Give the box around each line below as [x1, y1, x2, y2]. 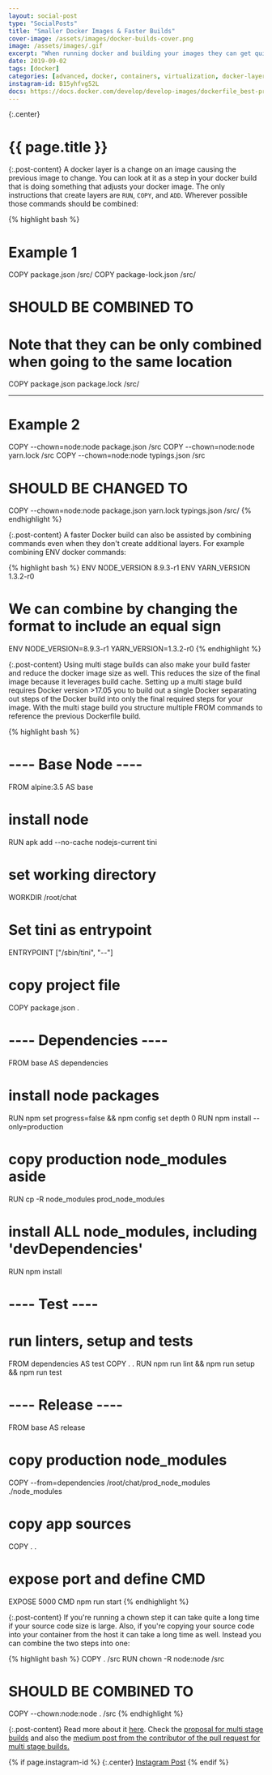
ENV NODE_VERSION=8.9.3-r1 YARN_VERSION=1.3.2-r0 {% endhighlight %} [8, 644, 261, 654]
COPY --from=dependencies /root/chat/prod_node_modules [8, 1478, 210, 1487]
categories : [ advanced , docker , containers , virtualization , [8, 72, 219, 80]
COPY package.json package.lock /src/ [8, 379, 140, 389]
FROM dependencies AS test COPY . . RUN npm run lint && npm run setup [8, 1359, 255, 1368]
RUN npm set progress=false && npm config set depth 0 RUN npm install [8, 1113, 252, 1123]
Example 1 [8, 243, 78, 262]
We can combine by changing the [8, 600, 238, 618]
